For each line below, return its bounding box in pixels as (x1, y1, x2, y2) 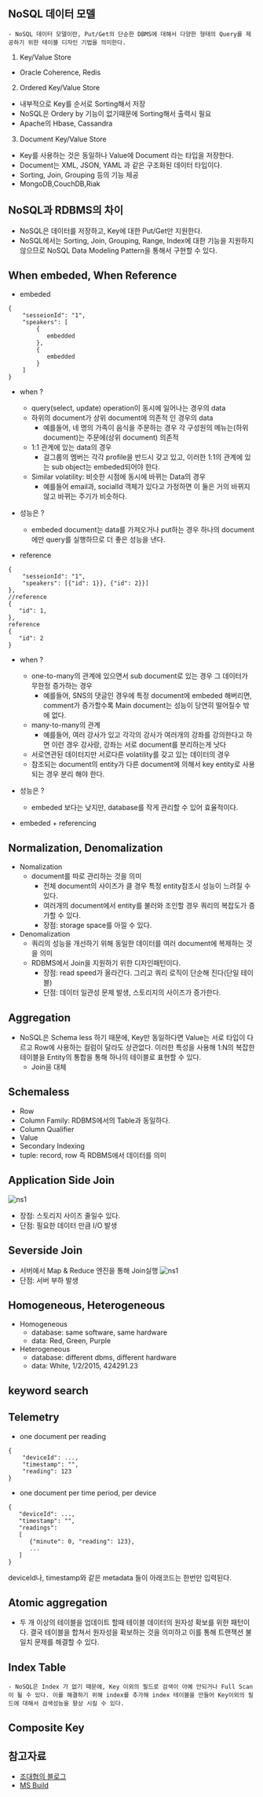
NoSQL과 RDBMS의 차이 (8, 203, 124, 217)
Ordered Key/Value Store (19, 82, 100, 92)
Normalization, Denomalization (8, 841, 163, 854)
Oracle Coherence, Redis (19, 68, 101, 77)
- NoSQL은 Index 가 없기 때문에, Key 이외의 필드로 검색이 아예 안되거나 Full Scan (8, 1683, 254, 1691)
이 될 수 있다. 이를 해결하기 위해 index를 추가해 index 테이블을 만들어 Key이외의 (8, 1691, 245, 1700)
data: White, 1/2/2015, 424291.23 (31, 1361, 139, 1371)
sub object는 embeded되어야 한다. (51, 462, 161, 472)
